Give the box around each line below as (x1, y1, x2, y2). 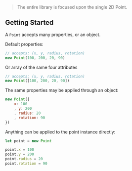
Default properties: (5, 41, 44, 47)
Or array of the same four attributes (5, 64, 78, 70)
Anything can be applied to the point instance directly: (5, 128, 116, 135)
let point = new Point (5, 138, 52, 143)
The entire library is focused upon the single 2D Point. (17, 4, 128, 10)
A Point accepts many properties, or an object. (5, 32, 101, 38)
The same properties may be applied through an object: (5, 87, 119, 93)
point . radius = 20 (5, 157, 43, 162)
